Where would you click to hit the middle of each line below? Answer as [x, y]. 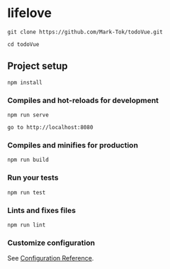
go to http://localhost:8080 [50, 128]
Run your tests [33, 177]
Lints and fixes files [42, 210]
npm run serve [28, 115]
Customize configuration [51, 243]
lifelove [29, 13]
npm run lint [27, 225]
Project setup [38, 66]
